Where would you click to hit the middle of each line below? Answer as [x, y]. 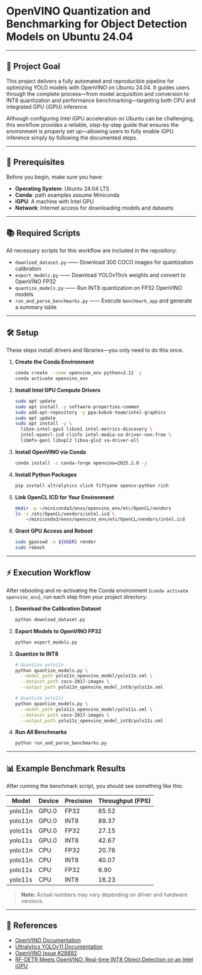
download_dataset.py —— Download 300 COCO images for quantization [104, 262]
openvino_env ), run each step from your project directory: [77, 596]
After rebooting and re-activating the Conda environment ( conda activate [97, 590]
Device [48, 801]
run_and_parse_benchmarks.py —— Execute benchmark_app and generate [103, 301]
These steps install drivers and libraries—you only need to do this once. [95, 350]
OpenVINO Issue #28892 [46, 953]
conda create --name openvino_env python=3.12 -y [78, 373]
